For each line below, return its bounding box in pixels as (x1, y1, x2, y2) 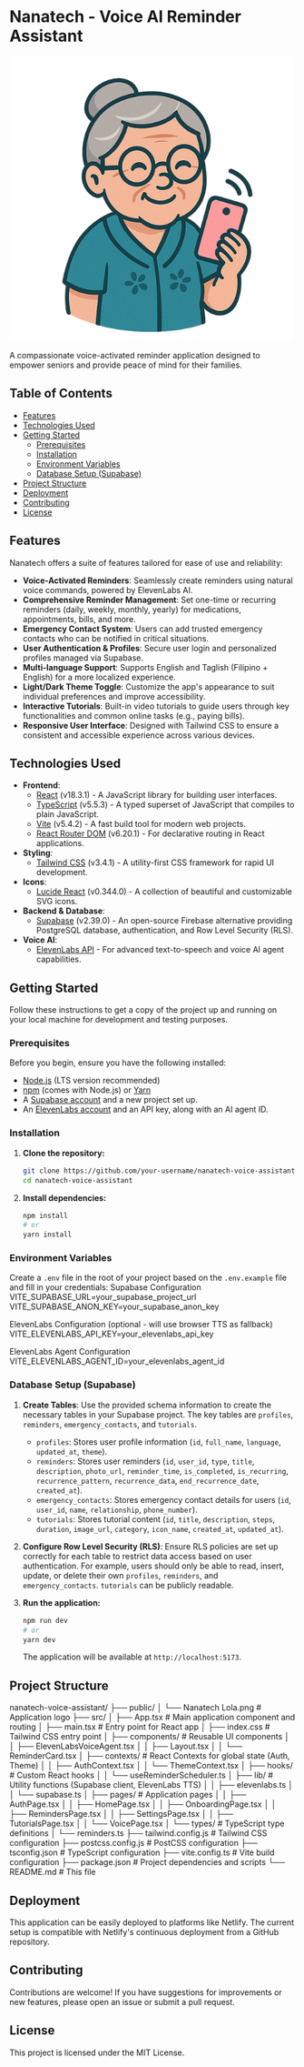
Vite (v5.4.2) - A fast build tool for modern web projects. (35, 819, 247, 830)
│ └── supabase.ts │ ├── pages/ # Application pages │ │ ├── (9, 1790, 247, 1800)
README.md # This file (9, 1867, 97, 1878)
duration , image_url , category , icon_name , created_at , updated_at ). (35, 1523, 284, 1534)
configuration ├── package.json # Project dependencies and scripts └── (9, 1857, 286, 1868)
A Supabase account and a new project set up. (22, 1094, 198, 1105)
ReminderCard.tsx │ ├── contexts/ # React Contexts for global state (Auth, (9, 1750, 290, 1761)
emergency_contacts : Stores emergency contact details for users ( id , (35, 1494, 292, 1505)
